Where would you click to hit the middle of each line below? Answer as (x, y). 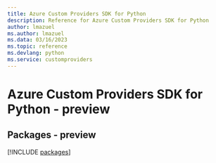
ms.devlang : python (36, 53)
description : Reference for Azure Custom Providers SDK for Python (108, 20)
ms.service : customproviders (50, 60)
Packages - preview (52, 135)
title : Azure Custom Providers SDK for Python (77, 14)
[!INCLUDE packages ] (39, 152)
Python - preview (59, 109)
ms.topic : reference (38, 46)
